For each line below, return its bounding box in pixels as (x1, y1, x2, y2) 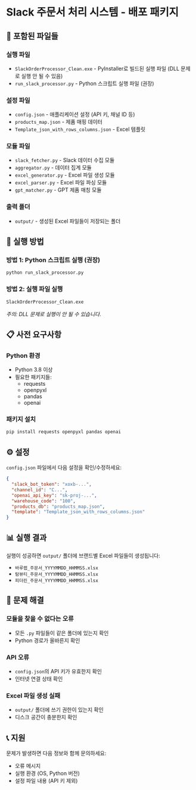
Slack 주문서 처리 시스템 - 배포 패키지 (6, 5, 179, 19)
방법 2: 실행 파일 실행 (6, 285, 63, 293)
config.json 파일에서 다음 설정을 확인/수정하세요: (6, 464, 122, 471)
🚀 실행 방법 (6, 236, 45, 247)
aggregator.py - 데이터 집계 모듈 (14, 164, 92, 171)
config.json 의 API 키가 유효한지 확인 (14, 667, 102, 675)
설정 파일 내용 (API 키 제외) (14, 777, 78, 785)
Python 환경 (6, 351, 41, 360)
